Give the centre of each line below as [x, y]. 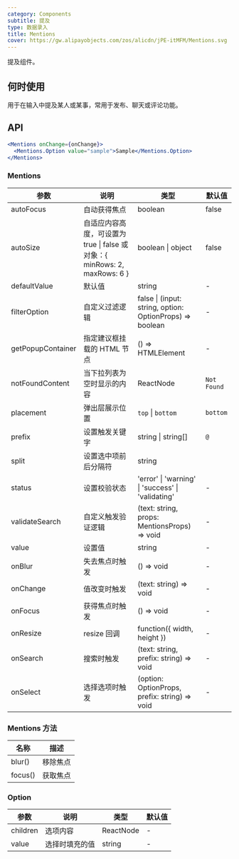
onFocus [26, 611]
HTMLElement [161, 353]
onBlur [22, 566]
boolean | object [165, 247]
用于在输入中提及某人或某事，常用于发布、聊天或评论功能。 [95, 105]
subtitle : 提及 [29, 21]
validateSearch [36, 521]
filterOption [30, 311]
